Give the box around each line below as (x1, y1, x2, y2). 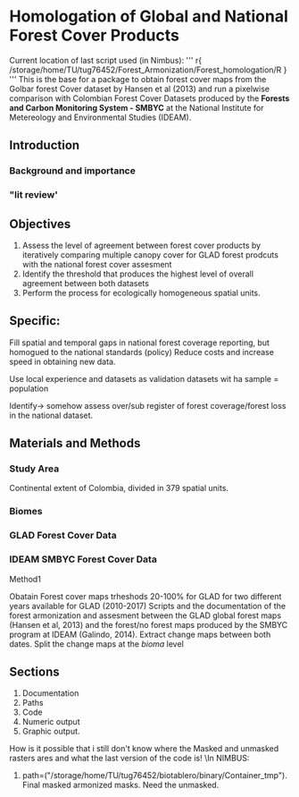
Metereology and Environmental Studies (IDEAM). (9, 112, 192, 123)
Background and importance (9, 165, 136, 177)
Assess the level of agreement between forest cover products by (21, 240, 262, 250)
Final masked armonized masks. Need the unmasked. (21, 780, 220, 791)
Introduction (9, 138, 80, 153)
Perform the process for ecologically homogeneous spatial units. (21, 287, 261, 298)
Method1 (9, 573, 42, 584)
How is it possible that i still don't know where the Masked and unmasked (9, 743, 279, 754)
